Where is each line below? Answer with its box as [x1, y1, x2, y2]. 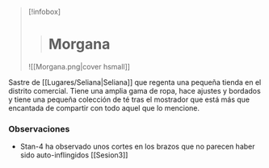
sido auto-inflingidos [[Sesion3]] [19, 150, 128, 160]
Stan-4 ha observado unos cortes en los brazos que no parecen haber [19, 141, 255, 152]
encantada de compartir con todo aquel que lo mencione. [8, 103, 200, 112]
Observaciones [8, 123, 70, 134]
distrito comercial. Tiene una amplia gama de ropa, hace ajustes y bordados [8, 86, 261, 95]
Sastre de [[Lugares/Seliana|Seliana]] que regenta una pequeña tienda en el [8, 77, 262, 87]
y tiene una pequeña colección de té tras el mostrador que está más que [8, 94, 250, 104]
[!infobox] [27, 7, 61, 16]
